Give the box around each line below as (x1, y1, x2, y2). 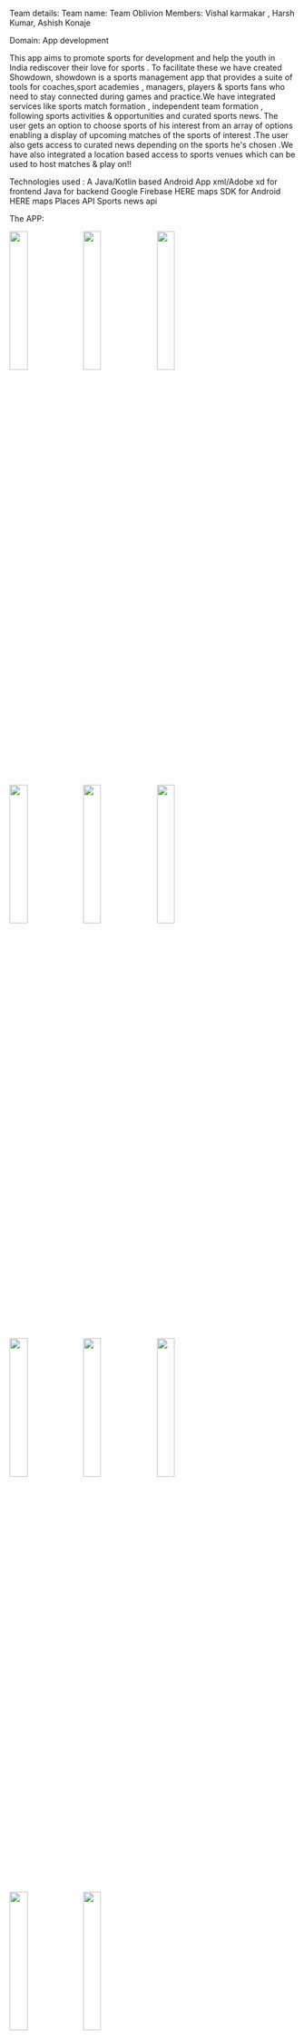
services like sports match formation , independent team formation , (9, 101, 263, 112)
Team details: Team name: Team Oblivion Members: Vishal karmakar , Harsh (9, 8, 295, 18)
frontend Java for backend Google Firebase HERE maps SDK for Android (9, 186, 281, 196)
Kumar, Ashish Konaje (9, 17, 91, 28)
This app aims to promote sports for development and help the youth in (9, 53, 276, 63)
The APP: (9, 213, 44, 223)
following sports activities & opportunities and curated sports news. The (9, 111, 279, 121)
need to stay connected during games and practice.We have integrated (9, 91, 276, 102)
